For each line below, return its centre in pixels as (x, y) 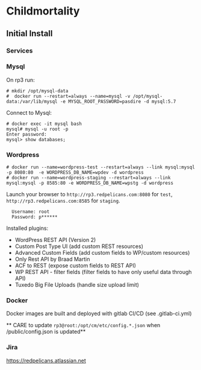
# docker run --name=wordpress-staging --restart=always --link (88, 178)
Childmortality (43, 11)
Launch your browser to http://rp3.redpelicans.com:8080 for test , (89, 194)
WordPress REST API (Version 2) (55, 240)
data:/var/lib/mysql (32, 101)
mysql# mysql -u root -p (37, 129)
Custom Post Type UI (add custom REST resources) (79, 246)
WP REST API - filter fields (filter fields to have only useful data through (103, 272)
